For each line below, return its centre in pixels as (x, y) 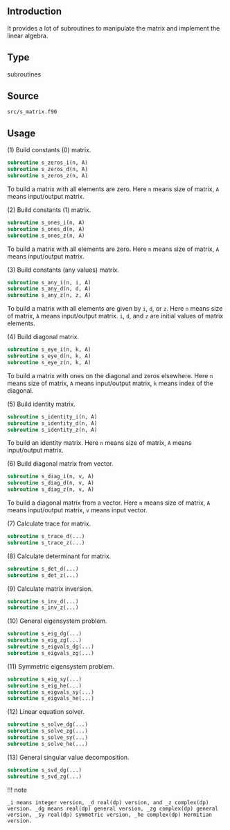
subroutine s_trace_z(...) (46, 543)
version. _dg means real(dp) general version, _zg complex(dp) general (113, 808)
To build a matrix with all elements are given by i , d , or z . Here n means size (115, 309)
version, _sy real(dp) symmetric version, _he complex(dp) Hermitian (110, 815)
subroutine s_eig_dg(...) (44, 634)
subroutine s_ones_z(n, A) (46, 236)
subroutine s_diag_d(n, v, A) (51, 483)
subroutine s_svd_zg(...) (44, 776)
